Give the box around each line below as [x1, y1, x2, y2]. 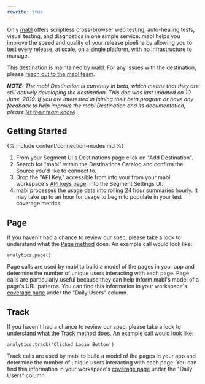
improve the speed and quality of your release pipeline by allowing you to [7, 39, 193, 46]
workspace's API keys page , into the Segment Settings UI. [15, 180, 163, 188]
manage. [7, 52, 29, 59]
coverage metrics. [15, 200, 62, 207]
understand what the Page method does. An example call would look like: [7, 240, 193, 248]
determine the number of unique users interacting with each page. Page [7, 269, 190, 277]
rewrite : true [7, 9, 44, 15]
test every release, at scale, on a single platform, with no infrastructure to [7, 45, 193, 53]
